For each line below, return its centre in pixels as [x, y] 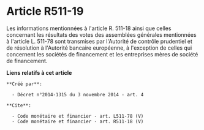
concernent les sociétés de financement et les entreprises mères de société [102, 54]
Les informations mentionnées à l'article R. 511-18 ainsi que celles [89, 28]
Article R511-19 [45, 11]
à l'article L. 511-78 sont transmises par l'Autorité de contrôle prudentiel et [100, 41]
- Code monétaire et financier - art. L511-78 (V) [78, 116]
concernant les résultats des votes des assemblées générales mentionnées [102, 34]
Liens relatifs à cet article [39, 72]
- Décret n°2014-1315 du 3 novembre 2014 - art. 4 [78, 94]
